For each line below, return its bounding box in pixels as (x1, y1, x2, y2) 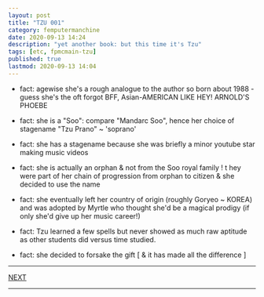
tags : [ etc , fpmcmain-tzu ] (8, 48, 97, 56)
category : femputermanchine (8, 26, 101, 34)
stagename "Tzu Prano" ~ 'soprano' (19, 124, 137, 133)
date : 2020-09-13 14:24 (8, 33, 86, 42)
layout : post (8, 11, 51, 20)
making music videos (19, 147, 89, 157)
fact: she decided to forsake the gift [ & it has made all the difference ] (19, 250, 247, 259)
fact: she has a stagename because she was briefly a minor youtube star (19, 139, 255, 149)
